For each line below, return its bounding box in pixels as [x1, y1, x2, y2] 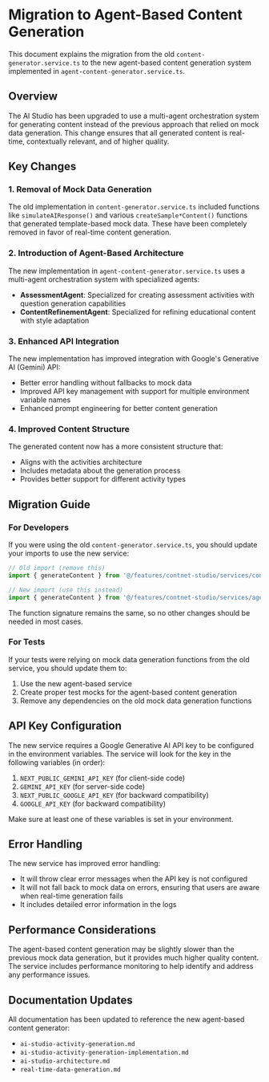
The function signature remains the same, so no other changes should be [8, 608, 251, 617]
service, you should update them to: [8, 663, 127, 673]
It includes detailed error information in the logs [19, 900, 177, 909]
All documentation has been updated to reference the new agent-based [8, 1015, 245, 1024]
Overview [8, 90, 58, 104]
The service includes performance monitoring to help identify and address [8, 962, 254, 971]
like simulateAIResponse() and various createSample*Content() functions [8, 210, 248, 220]
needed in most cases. [8, 616, 83, 626]
